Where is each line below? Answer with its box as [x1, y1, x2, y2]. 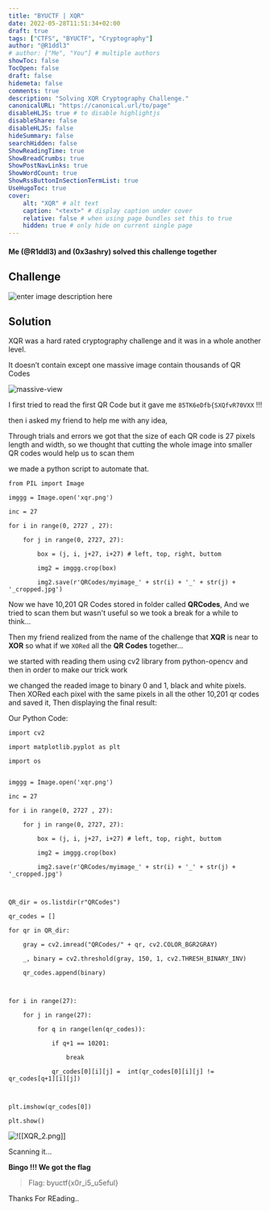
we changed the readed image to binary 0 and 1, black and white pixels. [8, 680, 247, 690]
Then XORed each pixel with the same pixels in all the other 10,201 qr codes [8, 689, 260, 699]
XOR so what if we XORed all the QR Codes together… [8, 641, 184, 651]
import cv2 [8, 729, 45, 738]
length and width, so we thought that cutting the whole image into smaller [8, 440, 253, 450]
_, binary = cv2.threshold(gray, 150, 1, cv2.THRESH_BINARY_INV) [23, 955, 247, 963]
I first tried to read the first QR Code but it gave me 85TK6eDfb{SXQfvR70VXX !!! [8, 400, 263, 410]
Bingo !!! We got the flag [8, 1163, 91, 1172]
